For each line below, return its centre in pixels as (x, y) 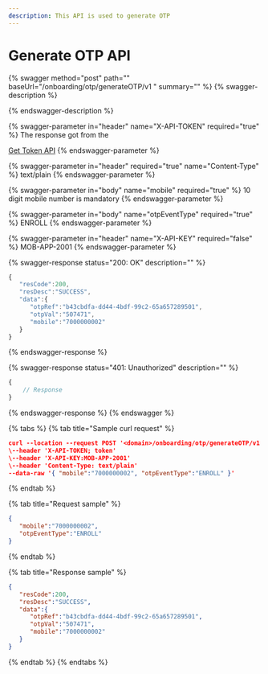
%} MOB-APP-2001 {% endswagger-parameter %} (92, 247)
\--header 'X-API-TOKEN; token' (62, 450)
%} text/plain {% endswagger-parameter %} (82, 175)
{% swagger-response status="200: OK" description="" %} (107, 262)
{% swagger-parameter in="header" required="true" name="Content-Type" (134, 166)
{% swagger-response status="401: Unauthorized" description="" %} (124, 368)
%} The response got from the (59, 134)
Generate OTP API (69, 55)
